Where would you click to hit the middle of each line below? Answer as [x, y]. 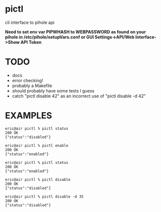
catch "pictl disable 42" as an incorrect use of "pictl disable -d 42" [79, 96]
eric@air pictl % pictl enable [37, 145]
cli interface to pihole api [30, 22]
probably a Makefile [32, 86]
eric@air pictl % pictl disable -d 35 [44, 196]
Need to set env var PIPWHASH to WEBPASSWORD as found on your [75, 32]
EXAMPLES [28, 116]
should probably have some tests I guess [53, 90]
